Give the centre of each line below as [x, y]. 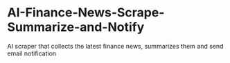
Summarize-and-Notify [76, 27]
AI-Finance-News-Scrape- [86, 13]
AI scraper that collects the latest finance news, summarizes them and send [115, 46]
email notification [32, 53]
